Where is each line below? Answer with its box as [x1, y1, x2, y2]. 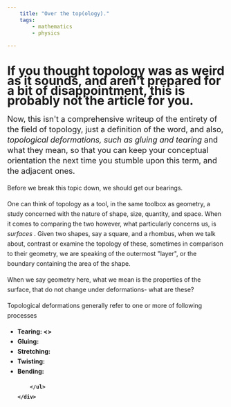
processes [7, 311, 37, 320]
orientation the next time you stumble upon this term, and [7, 156, 218, 166]
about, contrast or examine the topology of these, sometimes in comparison [7, 239, 223, 248]
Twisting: [17, 357, 45, 365]
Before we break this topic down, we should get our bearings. [7, 184, 183, 192]
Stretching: [17, 347, 50, 356]
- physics [32, 29, 60, 37]
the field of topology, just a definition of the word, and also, [7, 125, 223, 135]
